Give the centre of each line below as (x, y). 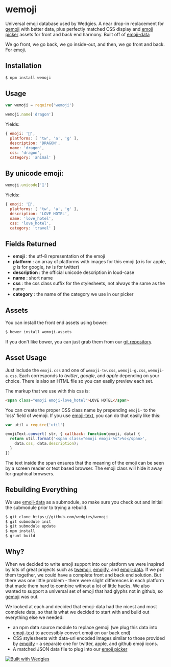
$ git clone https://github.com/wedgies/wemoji (57, 517)
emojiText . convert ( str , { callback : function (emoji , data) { (73, 434)
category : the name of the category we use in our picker (73, 294)
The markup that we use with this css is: (48, 391)
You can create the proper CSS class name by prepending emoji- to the (80, 410)
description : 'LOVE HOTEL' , (40, 214)
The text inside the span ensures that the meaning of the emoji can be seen (85, 463)
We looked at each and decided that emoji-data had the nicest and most (81, 606)
